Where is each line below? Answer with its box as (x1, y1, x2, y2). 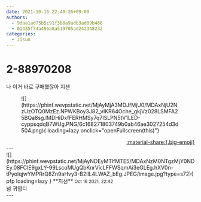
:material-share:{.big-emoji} (126, 138, 195, 146)
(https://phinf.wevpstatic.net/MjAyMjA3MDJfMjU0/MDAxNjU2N (21, 101, 178, 108)
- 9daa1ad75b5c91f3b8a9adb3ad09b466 (11, 20, 103, 26)
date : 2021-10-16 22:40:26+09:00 (6, 8, 90, 15)
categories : (6, 31, 36, 37)
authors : (6, 14, 28, 20)
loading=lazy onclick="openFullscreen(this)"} (47, 126, 160, 134)
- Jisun (11, 37, 31, 43)
